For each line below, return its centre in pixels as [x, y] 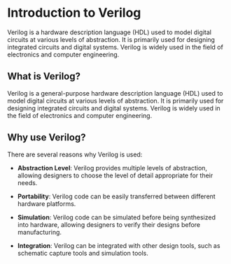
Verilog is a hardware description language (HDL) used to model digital [110, 32]
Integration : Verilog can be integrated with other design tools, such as [119, 245]
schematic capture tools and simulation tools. [83, 253]
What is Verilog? [44, 76]
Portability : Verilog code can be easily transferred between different [116, 196]
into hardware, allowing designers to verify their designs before [109, 224]
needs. [27, 182]
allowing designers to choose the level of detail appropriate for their [115, 175]
